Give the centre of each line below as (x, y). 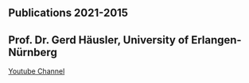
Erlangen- (216, 40)
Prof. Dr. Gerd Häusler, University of (99, 40)
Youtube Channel (37, 71)
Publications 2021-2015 (68, 13)
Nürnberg (33, 52)
